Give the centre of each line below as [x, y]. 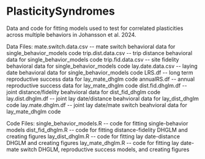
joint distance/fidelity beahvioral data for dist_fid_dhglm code [84, 92]
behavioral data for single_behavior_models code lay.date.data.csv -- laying [102, 66]
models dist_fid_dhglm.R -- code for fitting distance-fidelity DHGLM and [97, 130]
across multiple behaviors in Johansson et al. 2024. [71, 34]
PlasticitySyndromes [61, 11]
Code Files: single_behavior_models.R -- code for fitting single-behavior [97, 123]
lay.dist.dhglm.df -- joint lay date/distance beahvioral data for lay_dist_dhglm [102, 98]
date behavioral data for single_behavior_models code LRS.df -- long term [100, 72]
